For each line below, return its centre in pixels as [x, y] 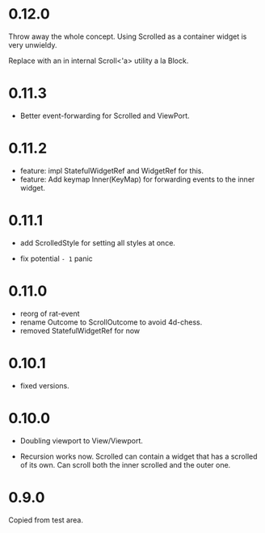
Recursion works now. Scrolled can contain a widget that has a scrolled [139, 456]
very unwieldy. [33, 44]
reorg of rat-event [50, 313]
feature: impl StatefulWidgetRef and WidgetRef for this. [112, 170]
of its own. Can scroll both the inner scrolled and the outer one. [125, 464]
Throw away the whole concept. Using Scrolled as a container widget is [128, 36]
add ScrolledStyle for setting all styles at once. [98, 242]
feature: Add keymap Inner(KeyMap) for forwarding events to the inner [137, 179]
